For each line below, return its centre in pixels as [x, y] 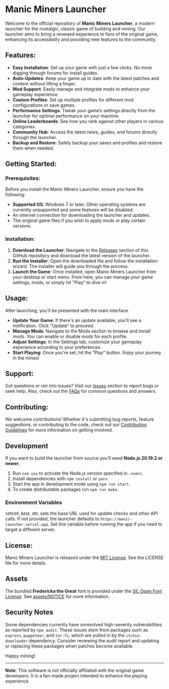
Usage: [17, 298]
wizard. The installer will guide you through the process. [71, 266]
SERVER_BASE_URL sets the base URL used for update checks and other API [81, 514]
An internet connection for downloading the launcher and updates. [81, 215]
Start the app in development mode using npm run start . [71, 484]
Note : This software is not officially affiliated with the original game [75, 670]
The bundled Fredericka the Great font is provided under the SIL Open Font [83, 591]
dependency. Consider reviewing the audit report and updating [94, 640]
